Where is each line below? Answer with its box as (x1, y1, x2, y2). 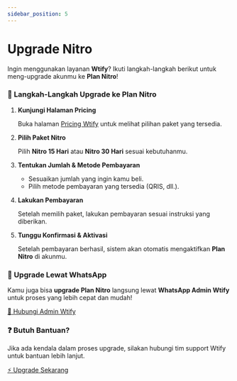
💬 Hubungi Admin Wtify (7, 307, 76, 316)
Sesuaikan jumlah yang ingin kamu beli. (28, 175, 144, 183)
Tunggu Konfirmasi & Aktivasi (17, 231, 108, 239)
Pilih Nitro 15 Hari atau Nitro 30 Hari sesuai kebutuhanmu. (17, 147, 188, 155)
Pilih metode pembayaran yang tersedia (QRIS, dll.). (28, 182, 180, 190)
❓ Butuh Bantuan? (7, 326, 70, 336)
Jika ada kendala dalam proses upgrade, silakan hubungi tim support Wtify (7, 344, 226, 353)
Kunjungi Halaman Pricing (17, 106, 97, 114)
